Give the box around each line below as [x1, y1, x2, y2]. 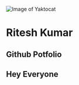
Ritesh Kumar [6, 26, 73, 39]
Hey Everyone [6, 69, 59, 79]
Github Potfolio [6, 49, 62, 59]
